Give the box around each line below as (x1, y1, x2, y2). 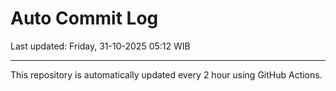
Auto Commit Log (10, 7, 159, 30)
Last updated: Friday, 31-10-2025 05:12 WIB (10, 40, 191, 52)
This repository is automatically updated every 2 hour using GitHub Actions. (10, 68, 323, 81)
